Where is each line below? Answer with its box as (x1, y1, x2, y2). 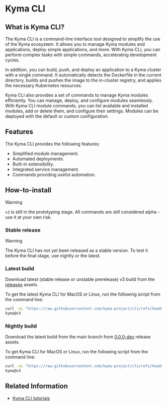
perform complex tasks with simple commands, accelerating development (5, 52, 157, 58)
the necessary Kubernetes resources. (5, 82, 83, 88)
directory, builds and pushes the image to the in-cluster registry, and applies (5, 78, 162, 83)
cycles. (5, 57, 20, 63)
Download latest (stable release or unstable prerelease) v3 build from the (5, 276, 155, 282)
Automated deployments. (12, 156, 65, 162)
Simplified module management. (12, 150, 79, 157)
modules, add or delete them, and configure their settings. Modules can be (5, 108, 159, 114)
